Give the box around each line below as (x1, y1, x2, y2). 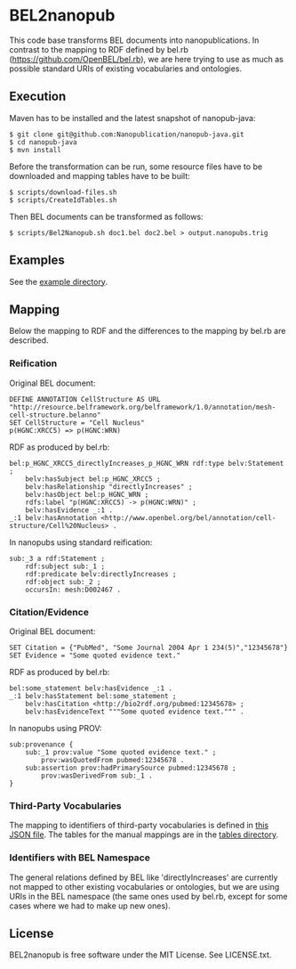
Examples (9, 253, 65, 268)
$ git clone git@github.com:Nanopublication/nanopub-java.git (9, 130, 244, 139)
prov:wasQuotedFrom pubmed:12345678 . (41, 755, 185, 764)
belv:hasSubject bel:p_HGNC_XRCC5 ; (25, 474, 162, 484)
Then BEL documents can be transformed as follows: (9, 211, 204, 222)
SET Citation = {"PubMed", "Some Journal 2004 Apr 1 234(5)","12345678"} (9, 643, 289, 652)
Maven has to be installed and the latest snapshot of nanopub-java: (9, 112, 256, 123)
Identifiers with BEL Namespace (9, 851, 151, 864)
